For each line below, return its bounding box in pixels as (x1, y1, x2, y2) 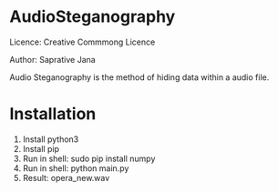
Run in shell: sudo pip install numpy (22, 153, 156, 164)
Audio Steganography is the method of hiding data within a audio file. (9, 71, 270, 83)
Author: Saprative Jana (9, 54, 96, 65)
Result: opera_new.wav (22, 172, 110, 183)
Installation (9, 104, 97, 125)
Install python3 (22, 134, 79, 145)
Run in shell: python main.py (22, 162, 129, 174)
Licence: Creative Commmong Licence (9, 36, 156, 47)
